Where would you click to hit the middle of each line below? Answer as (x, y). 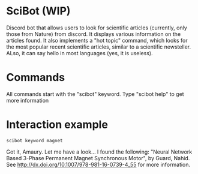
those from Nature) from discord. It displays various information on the (94, 34)
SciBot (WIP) (38, 11)
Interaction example (57, 125)
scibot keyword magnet (34, 140)
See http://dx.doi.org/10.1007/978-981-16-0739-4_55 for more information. (98, 164)
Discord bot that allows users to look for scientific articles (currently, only (97, 28)
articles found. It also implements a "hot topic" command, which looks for (97, 40)
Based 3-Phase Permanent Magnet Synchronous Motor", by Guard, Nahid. (98, 158)
